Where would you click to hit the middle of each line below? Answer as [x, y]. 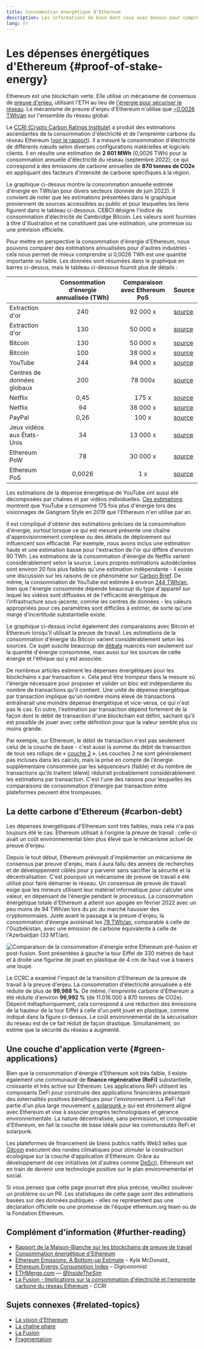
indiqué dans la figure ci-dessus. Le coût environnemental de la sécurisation [102, 1017]
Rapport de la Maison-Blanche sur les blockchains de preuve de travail [104, 1247]
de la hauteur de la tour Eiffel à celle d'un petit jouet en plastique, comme [98, 1010]
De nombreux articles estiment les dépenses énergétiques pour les [90, 671]
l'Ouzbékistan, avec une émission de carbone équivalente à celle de [92, 929]
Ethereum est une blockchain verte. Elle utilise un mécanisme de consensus [101, 96]
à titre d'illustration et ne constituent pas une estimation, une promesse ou [99, 224]
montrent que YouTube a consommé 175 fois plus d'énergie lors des [91, 505]
